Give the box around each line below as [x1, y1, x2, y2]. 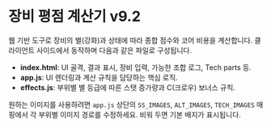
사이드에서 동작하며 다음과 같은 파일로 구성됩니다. [36, 45, 193, 55]
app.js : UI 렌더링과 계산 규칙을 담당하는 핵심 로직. [19, 72, 178, 82]
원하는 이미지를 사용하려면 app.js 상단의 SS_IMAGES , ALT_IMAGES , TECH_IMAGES [8, 100, 255, 109]
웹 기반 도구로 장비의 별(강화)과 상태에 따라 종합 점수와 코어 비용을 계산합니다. [8, 35, 253, 45]
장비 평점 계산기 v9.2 [8, 7, 142, 26]
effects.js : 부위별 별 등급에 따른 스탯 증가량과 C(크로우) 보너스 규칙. [19, 82, 236, 92]
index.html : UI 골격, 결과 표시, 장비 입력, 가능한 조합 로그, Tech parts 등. [19, 62, 252, 72]
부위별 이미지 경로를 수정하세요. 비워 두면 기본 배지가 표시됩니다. [38, 109, 241, 119]
